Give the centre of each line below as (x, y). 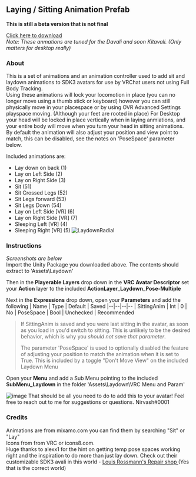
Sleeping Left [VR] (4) (41, 224)
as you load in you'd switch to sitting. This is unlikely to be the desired (105, 330)
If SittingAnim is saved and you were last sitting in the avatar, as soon (104, 324)
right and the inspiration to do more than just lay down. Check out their (92, 455)
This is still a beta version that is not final (57, 24)
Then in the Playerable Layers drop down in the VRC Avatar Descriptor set (98, 282)
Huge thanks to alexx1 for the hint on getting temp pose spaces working (93, 449)
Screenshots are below (34, 258)
